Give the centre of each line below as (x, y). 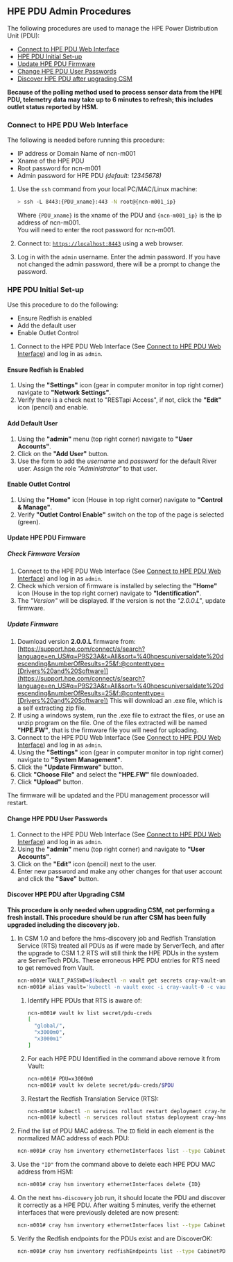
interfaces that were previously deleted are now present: (98, 1213)
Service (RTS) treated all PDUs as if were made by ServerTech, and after (121, 946)
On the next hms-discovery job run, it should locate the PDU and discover (121, 1198)
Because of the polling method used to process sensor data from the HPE (115, 92)
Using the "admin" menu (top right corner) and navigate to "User (111, 849)
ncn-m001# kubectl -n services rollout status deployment (113, 1118)
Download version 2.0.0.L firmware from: (77, 642)
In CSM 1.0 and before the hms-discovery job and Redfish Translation (116, 938)
